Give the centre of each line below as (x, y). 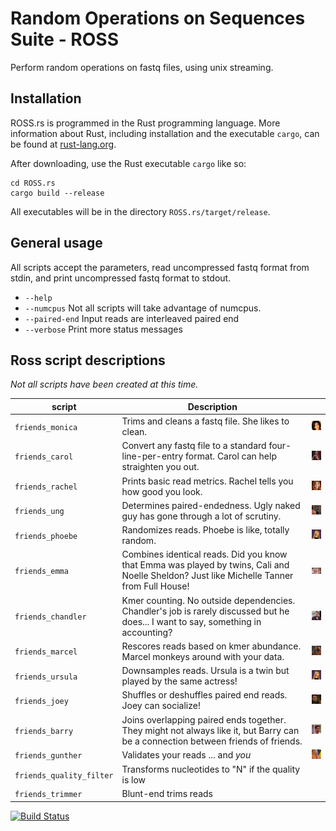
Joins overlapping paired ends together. (204, 719)
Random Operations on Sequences (158, 18)
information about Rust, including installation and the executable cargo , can (165, 133)
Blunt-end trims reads (167, 794)
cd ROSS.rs (33, 183)
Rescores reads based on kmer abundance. (211, 646)
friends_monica (46, 427)
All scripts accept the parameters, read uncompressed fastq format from (160, 267)
